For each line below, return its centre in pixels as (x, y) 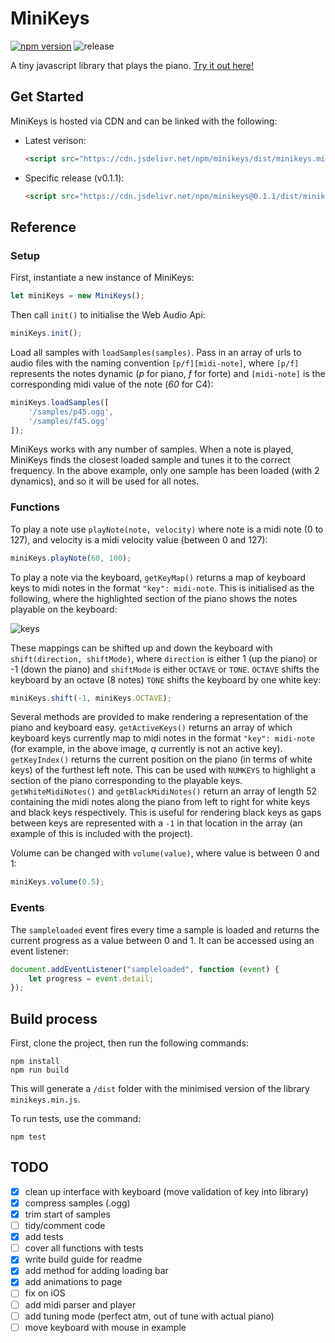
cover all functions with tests (84, 1248)
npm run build (40, 1070)
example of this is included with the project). (101, 834)
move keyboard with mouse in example (105, 1327)
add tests (44, 1237)
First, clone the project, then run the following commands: (129, 1043)
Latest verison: (55, 140)
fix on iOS (45, 1293)
